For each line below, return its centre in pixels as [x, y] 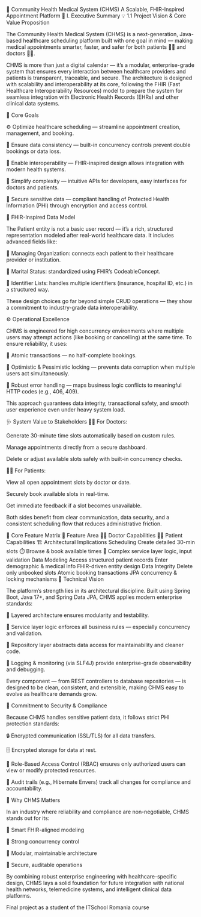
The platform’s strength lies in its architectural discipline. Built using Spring [98, 591]
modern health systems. [36, 169]
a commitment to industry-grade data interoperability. [73, 308]
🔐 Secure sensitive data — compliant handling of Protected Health [88, 199]
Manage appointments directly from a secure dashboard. [76, 447]
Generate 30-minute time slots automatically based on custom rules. [91, 436]
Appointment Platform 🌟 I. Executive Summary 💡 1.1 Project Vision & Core [96, 16]
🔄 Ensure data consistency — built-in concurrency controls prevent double [98, 145]
